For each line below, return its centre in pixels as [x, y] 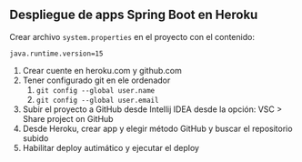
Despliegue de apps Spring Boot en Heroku [134, 15]
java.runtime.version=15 [56, 54]
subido [35, 138]
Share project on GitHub [68, 118]
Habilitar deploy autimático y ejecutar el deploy [111, 147]
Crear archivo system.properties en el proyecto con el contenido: [132, 36]
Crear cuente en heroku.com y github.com [102, 70]
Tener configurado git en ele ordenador [96, 80]
